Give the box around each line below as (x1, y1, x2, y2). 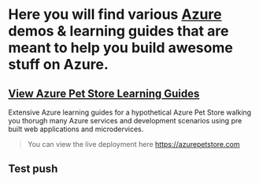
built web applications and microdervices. (8, 124, 144, 134)
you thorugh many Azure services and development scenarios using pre (8, 116, 242, 125)
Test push (8, 163, 58, 176)
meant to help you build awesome (8, 39, 234, 57)
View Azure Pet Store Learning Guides (8, 86, 200, 100)
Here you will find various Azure (8, 5, 222, 24)
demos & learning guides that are (8, 22, 229, 40)
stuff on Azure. (8, 56, 109, 74)
